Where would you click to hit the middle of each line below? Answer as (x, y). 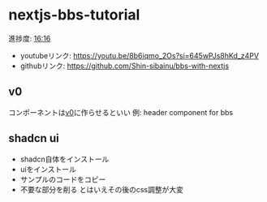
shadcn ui (34, 138)
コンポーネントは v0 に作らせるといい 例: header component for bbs (121, 112)
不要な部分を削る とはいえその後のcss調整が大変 (102, 189)
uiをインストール (48, 169)
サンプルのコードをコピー (63, 179)
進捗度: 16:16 (30, 38)
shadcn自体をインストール (65, 159)
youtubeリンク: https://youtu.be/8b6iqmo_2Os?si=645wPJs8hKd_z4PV (140, 55)
